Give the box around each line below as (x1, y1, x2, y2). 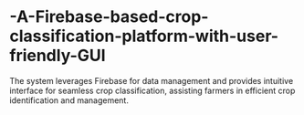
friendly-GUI (9, 46, 107, 66)
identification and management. (9, 94, 130, 106)
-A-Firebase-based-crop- (9, 6, 209, 27)
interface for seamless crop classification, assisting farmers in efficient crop (9, 85, 296, 96)
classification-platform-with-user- (9, 26, 279, 47)
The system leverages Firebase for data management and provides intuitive (9, 75, 294, 86)
